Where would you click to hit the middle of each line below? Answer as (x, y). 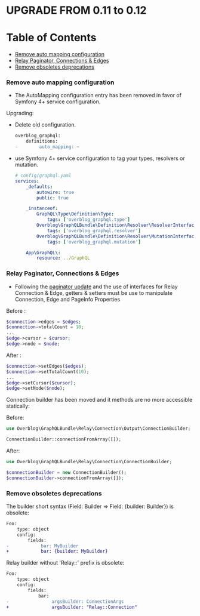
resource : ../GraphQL (64, 258)
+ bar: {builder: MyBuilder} (57, 552)
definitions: (42, 141)
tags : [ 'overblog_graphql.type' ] (88, 220)
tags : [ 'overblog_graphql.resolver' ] (94, 230)
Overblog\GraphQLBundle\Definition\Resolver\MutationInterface (117, 236)
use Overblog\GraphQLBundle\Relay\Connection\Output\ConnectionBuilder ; (99, 429)
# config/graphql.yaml (43, 176)
